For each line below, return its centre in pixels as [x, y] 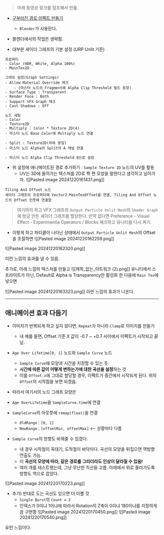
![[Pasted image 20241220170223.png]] [45, 483]
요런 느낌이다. [18, 527]
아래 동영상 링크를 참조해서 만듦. [48, 8]
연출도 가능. [31, 455]
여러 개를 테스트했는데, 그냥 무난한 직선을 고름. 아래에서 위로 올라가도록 [87, 467]
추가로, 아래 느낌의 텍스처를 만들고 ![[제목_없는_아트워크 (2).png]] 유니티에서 [78, 269]
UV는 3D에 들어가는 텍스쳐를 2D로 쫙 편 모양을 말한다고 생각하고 [81, 174]
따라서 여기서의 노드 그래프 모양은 [44, 392]
